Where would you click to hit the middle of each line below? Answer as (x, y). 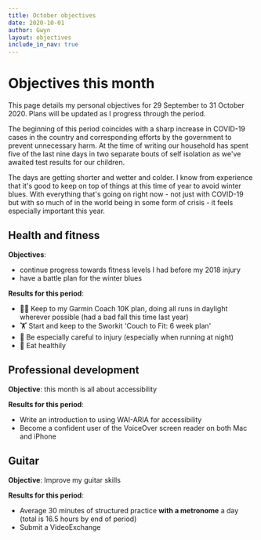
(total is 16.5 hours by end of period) (78, 519)
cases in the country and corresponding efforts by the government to (120, 138)
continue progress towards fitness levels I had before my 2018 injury (130, 270)
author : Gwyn (29, 30)
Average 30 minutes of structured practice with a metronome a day (129, 510)
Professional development (74, 370)
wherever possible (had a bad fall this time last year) (104, 317)
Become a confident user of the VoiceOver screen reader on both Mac (133, 428)
